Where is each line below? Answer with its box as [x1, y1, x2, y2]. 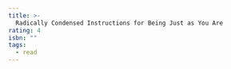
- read [15, 48, 38, 56]
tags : [8, 41, 26, 49]
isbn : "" [8, 33, 38, 42]
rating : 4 [8, 26, 42, 34]
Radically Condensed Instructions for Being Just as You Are [15, 19, 224, 27]
